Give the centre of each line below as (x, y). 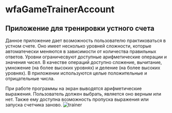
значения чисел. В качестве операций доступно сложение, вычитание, (84, 62)
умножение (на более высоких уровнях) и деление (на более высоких (83, 68)
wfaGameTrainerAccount (60, 9)
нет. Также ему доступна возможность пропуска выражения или (77, 99)
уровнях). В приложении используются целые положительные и (76, 73)
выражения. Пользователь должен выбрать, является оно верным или (83, 94)
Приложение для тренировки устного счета (80, 28)
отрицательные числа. (30, 78)
